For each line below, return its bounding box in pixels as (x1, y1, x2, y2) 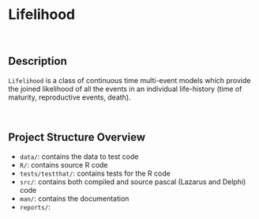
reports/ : (19, 202, 51, 211)
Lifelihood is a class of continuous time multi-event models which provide (8, 75, 251, 85)
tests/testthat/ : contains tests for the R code (19, 168, 171, 178)
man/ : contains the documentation (19, 194, 129, 203)
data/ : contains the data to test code (19, 152, 139, 161)
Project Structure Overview (8, 130, 146, 144)
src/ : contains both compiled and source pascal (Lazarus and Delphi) (19, 176, 246, 187)
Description (8, 55, 67, 68)
